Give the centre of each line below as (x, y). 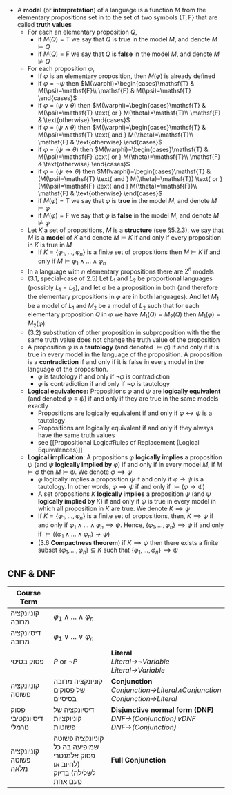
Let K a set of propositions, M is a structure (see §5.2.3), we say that (125, 230)
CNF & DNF (31, 574)
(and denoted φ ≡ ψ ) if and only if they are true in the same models (123, 399)
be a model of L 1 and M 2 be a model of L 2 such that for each (113, 306)
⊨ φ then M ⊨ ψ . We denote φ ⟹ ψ (80, 472)
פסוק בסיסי (27, 662)
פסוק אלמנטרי (74, 756)
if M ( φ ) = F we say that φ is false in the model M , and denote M (128, 215)
